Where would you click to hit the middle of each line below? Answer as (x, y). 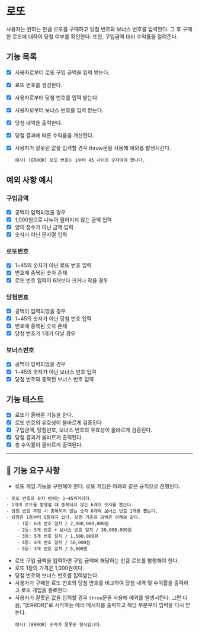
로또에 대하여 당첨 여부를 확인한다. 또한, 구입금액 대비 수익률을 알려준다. (95, 36)
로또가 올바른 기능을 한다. (44, 415)
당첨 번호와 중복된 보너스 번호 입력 (54, 379)
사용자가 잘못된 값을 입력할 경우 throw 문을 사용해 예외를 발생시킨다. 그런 (98, 597)
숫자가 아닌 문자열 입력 (41, 234)
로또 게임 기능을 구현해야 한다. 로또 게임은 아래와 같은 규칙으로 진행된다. (97, 486)
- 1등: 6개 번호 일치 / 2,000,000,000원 (63, 523)
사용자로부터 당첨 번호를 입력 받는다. (57, 97)
